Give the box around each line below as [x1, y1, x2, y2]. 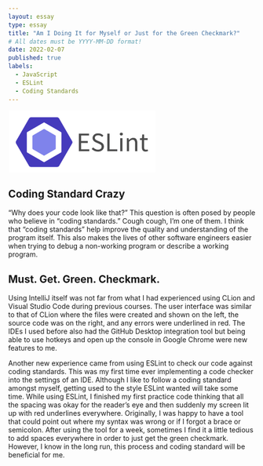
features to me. [8, 344, 57, 353]
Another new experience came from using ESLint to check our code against [8, 359, 253, 368]
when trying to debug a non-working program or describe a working [8, 242, 229, 251]
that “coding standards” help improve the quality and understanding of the [8, 224, 249, 235]
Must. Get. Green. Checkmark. [8, 272, 161, 286]
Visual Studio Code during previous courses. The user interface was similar [8, 302, 253, 311]
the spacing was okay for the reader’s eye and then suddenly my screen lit [8, 400, 250, 410]
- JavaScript [15, 71, 58, 78]
